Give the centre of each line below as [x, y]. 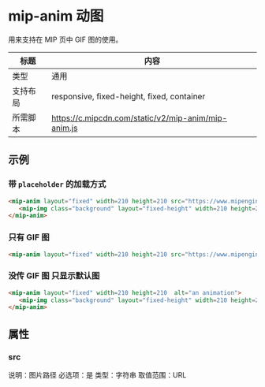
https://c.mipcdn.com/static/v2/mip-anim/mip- [139, 117]
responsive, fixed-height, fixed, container [128, 96]
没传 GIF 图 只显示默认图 [54, 276]
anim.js [64, 128]
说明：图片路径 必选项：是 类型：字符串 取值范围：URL [97, 375]
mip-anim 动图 [56, 16]
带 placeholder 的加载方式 [57, 184]
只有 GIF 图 [29, 237]
